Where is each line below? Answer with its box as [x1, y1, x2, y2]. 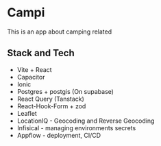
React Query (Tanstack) [16, 95, 84, 103]
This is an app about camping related [7, 27, 112, 36]
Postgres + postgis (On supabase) [16, 87, 114, 95]
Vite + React [16, 65, 53, 73]
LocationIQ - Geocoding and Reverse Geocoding [16, 117, 155, 125]
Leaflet [16, 109, 38, 117]
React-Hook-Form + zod [16, 101, 86, 110]
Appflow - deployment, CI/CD [16, 131, 101, 139]
